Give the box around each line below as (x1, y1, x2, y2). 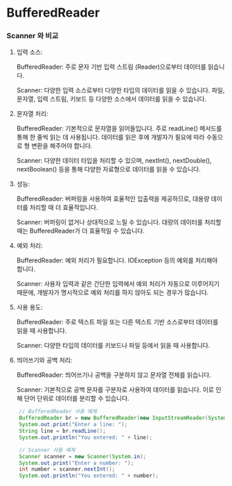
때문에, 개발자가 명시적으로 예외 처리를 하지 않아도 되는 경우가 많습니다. (16, 288, 209, 296)
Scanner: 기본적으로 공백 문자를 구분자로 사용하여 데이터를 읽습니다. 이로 (16, 385, 214, 394)
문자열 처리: (16, 110, 49, 118)
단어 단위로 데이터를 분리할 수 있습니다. (24, 394, 130, 403)
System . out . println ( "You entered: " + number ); (19, 472, 159, 480)
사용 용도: (16, 303, 43, 312)
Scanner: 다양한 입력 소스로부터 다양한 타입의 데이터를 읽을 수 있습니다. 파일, (16, 86, 225, 94)
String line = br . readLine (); (19, 428, 107, 435)
